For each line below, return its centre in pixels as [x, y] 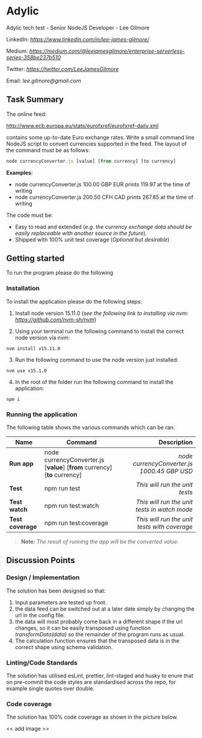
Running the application [42, 414]
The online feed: [26, 114]
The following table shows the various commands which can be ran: [91, 427]
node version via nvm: [42, 337]
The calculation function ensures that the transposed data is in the [97, 641]
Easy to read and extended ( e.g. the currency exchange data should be [103, 227]
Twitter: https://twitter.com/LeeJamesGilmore [63, 69]
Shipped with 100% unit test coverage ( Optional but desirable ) [92, 239]
